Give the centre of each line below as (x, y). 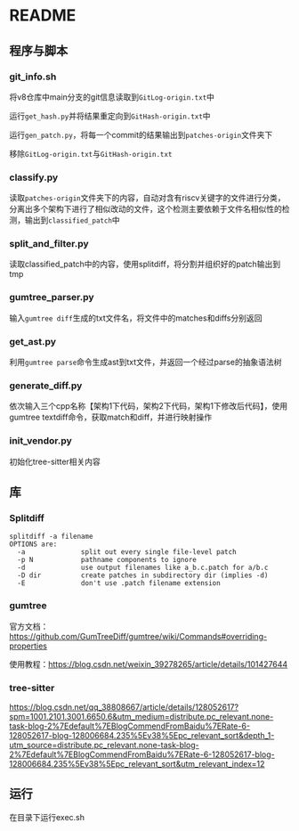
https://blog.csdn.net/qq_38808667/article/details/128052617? (124, 707)
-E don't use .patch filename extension (119, 583)
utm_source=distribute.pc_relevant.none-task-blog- (105, 745)
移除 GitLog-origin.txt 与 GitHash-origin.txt (91, 153)
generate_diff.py (46, 386)
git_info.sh (33, 77)
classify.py (34, 177)
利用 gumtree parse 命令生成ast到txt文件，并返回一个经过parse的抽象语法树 (145, 363)
